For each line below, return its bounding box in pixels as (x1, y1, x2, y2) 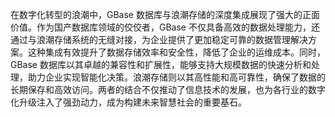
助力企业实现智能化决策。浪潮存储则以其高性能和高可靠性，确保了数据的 (27, 71, 326, 83)
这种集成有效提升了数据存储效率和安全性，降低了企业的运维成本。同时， (27, 46, 326, 58)
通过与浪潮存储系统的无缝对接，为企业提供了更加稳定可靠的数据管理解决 (10, 34, 308, 45)
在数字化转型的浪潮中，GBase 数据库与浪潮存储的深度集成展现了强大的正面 (10, 9, 320, 20)
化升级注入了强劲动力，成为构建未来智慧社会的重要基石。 (10, 96, 247, 108)
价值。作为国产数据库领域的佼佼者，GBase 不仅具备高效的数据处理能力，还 (10, 21, 320, 33)
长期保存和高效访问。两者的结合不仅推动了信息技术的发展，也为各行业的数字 (10, 84, 326, 95)
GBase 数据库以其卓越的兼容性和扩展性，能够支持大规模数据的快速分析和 (10, 59, 312, 70)
